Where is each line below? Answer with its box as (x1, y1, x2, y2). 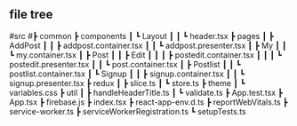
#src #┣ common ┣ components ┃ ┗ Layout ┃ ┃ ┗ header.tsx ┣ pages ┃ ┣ (9, 30, 274, 41)
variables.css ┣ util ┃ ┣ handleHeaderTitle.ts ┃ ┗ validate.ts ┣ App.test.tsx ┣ (9, 87, 283, 98)
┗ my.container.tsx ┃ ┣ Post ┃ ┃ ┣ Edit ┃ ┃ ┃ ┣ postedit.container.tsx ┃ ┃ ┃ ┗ (9, 49, 282, 60)
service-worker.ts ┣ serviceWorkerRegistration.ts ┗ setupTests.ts (9, 106, 246, 116)
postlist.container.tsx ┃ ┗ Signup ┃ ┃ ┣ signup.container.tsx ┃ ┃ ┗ (9, 68, 245, 79)
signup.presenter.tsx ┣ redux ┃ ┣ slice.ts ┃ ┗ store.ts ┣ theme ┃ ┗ (9, 77, 245, 88)
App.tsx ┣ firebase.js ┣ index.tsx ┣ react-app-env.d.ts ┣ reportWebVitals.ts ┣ (9, 97, 288, 107)
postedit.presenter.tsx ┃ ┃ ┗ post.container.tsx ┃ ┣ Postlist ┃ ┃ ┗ (9, 59, 242, 69)
